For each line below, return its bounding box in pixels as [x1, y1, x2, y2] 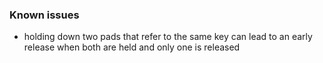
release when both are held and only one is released [23, 41, 241, 53]
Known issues [9, 8, 80, 22]
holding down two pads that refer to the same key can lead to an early [23, 31, 313, 43]
